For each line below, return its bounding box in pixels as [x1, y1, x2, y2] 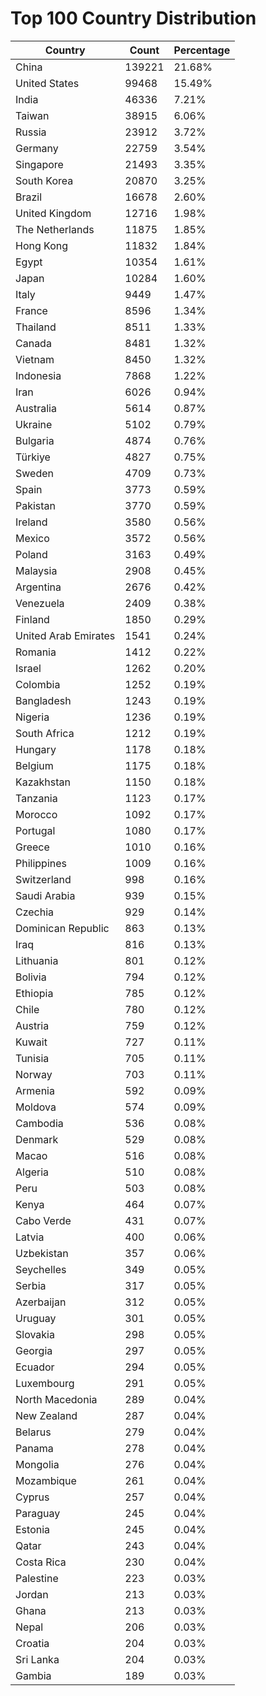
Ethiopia [15, 986, 54, 1000]
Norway [15, 1067, 53, 1081]
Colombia [15, 677, 61, 691]
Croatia [15, 1636, 50, 1650]
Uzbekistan [15, 1246, 69, 1260]
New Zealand [15, 1408, 78, 1422]
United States [15, 76, 80, 90]
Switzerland [15, 872, 72, 886]
